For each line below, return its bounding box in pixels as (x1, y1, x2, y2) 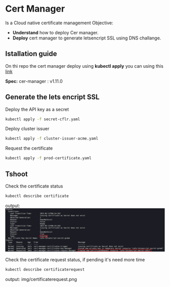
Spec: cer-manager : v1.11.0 (5, 78, 63, 84)
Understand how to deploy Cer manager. (12, 29, 99, 35)
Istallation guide (5, 50, 57, 58)
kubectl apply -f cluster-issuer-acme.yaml (5, 136, 99, 141)
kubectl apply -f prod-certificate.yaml (5, 156, 92, 161)
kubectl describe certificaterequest (5, 267, 85, 272)
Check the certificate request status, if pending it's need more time (5, 256, 145, 263)
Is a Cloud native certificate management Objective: (5, 20, 114, 26)
